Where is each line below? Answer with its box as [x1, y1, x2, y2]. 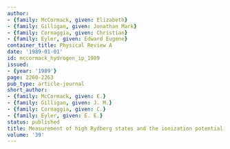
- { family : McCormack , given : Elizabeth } [7, 16, 128, 23]
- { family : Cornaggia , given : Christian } [7, 29, 128, 36]
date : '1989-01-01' [7, 49, 63, 56]
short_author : [7, 87, 48, 93]
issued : [7, 61, 30, 68]
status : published [7, 118, 60, 126]
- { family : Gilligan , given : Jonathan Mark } [7, 23, 137, 30]
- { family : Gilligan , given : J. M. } [7, 100, 112, 106]
